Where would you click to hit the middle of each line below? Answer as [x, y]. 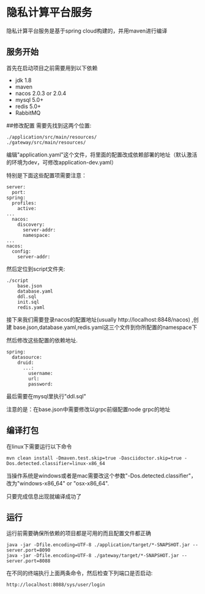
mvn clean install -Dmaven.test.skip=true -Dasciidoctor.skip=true [94, 458]
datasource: [27, 357]
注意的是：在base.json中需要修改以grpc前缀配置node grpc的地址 [88, 409]
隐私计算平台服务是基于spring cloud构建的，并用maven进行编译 [87, 31]
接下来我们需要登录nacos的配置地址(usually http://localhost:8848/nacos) [99, 319]
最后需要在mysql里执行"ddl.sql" [47, 396]
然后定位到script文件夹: [36, 269]
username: [41, 373]
